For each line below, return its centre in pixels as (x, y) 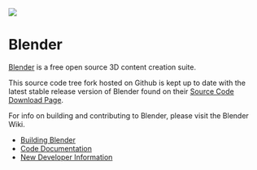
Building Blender (48, 140)
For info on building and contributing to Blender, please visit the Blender (129, 115)
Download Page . (36, 100)
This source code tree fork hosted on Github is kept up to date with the (127, 83)
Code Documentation (56, 148)
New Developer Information (66, 157)
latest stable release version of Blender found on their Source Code (121, 91)
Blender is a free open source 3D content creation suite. (102, 67)
